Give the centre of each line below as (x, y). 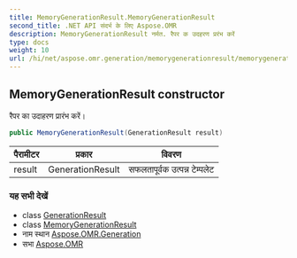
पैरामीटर (27, 154)
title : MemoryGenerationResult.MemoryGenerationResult (112, 17)
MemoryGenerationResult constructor (117, 94)
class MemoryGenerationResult (79, 224)
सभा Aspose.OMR (53, 244)
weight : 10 (29, 51)
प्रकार (84, 154)
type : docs (29, 42)
